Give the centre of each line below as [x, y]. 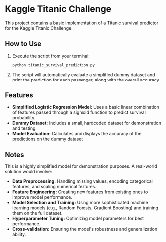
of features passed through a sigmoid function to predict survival [79, 112]
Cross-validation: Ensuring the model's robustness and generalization [85, 229]
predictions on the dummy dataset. [48, 139]
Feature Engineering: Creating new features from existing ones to [80, 192]
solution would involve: [29, 172]
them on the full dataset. [37, 213]
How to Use [23, 44]
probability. [24, 118]
